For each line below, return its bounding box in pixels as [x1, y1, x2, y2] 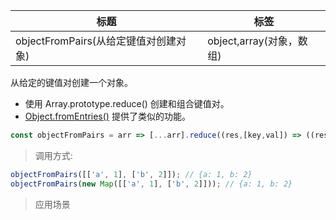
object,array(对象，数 [207, 34, 308, 48]
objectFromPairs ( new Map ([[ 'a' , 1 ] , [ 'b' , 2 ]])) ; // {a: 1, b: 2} [10, 179, 293, 189]
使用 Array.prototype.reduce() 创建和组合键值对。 [24, 98, 230, 109]
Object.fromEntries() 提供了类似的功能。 [24, 110, 191, 122]
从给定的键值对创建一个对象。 [10, 77, 133, 88]
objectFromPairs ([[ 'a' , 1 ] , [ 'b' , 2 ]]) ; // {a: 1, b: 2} [10, 169, 253, 179]
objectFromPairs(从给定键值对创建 [15, 34, 177, 48]
